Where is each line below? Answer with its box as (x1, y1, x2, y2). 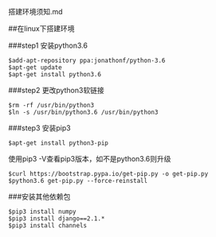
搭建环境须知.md (8, 7, 63, 16)
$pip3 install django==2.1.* (8, 215, 105, 223)
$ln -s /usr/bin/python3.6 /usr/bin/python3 (8, 108, 159, 116)
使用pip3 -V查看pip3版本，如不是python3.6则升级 (8, 154, 171, 163)
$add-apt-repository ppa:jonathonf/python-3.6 (8, 56, 166, 64)
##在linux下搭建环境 (8, 24, 75, 33)
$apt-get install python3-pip (8, 139, 109, 147)
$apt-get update (8, 64, 62, 72)
